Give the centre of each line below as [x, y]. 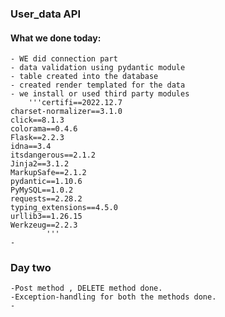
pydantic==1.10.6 [46, 182]
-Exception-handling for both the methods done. [113, 297]
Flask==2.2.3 [37, 138]
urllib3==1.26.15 [46, 217]
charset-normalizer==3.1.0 [66, 112]
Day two [31, 268]
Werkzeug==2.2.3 [44, 225]
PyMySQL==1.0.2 [42, 190]
